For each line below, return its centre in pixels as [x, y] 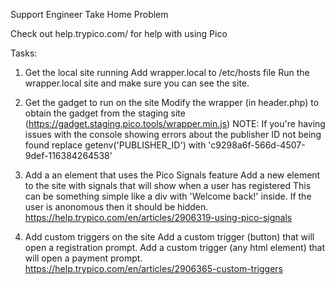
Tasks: [24, 53]
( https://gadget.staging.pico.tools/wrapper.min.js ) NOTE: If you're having [175, 123]
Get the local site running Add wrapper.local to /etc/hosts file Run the [167, 72]
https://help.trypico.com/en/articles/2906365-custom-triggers [153, 268]
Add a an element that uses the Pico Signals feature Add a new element [172, 175]
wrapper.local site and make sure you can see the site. [137, 83]
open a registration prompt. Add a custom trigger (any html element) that [174, 247]
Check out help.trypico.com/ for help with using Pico [119, 33]
